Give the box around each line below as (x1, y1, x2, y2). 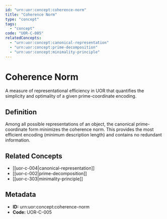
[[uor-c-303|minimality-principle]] (12, 176, 83, 182)
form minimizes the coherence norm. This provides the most (28, 126, 154, 132)
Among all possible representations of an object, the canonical (5, 121, 135, 127)
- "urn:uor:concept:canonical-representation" (10, 40, 109, 45)
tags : (5, 21, 17, 27)
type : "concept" (5, 17, 39, 22)
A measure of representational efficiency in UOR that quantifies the (5, 88, 144, 94)
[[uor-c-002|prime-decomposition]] (12, 171, 87, 177)
